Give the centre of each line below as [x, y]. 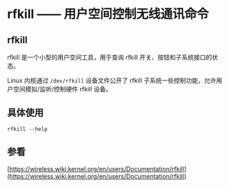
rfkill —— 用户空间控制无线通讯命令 [108, 14]
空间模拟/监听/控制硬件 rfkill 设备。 [62, 89]
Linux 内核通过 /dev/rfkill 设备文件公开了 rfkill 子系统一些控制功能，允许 [112, 80]
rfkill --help [28, 129]
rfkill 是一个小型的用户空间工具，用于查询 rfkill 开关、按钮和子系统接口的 [110, 57]
